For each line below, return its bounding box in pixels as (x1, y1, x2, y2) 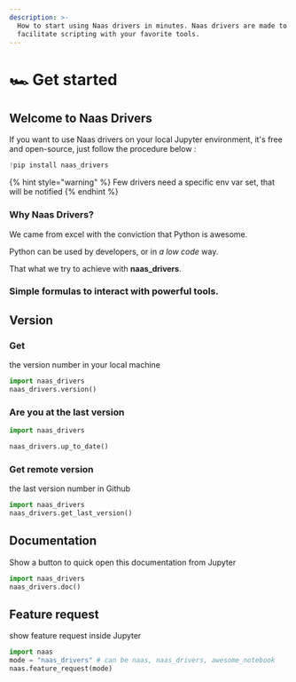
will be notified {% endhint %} (9, 186, 119, 197)
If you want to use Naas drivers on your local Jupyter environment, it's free (9, 134, 284, 145)
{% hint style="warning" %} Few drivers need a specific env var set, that (9, 177, 276, 187)
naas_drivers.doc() (9, 583, 82, 591)
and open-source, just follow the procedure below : (9, 144, 197, 155)
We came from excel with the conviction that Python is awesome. (9, 228, 248, 240)
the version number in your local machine (9, 360, 161, 370)
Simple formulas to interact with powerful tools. (9, 285, 219, 297)
